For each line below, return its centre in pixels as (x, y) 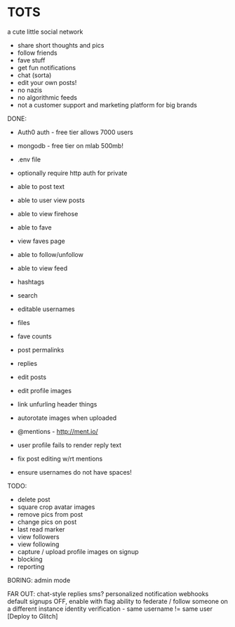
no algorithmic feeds (47, 97)
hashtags (31, 282)
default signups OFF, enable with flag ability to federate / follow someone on (117, 601)
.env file (29, 159)
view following (38, 544)
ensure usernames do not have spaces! (74, 472)
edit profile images (45, 390)
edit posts (32, 377)
